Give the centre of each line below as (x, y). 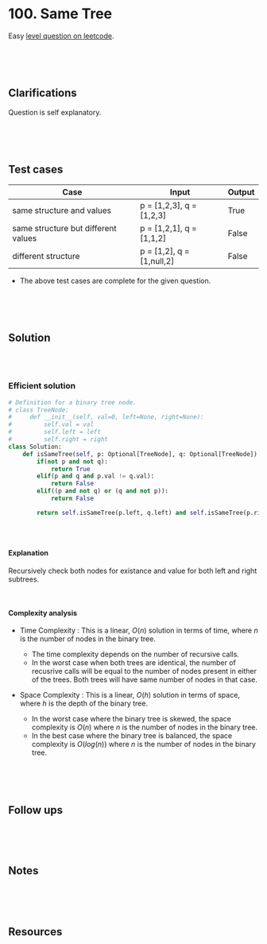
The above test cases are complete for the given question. (115, 280)
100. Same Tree (60, 14)
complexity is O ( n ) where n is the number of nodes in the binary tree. (145, 727)
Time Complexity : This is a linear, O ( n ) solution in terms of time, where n (139, 631)
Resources (35, 932)
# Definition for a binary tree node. (72, 402)
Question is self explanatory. (55, 112)
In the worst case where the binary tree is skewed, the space (132, 719)
